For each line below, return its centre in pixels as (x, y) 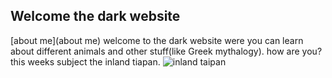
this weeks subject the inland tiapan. (85, 61)
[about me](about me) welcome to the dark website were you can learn (157, 40)
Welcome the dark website (95, 16)
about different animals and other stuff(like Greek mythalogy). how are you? (166, 51)
